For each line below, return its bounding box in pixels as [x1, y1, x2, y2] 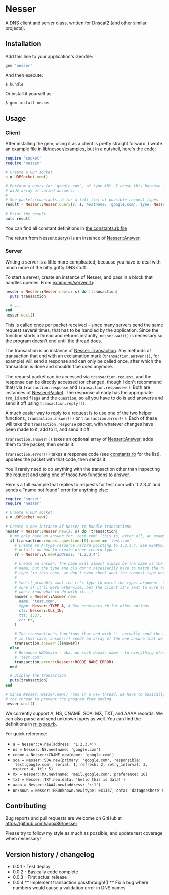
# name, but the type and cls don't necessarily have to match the [14, 566, 158, 571]
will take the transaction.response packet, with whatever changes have [5, 420, 154, 427]
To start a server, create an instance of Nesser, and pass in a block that [5, 274, 153, 280]
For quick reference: [5, 730, 47, 737]
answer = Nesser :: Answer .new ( [14, 594, 78, 599]
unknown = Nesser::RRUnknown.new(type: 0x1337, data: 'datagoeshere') [12, 788, 164, 793]
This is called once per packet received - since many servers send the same [5, 322, 163, 328]
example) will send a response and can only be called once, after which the [5, 358, 162, 364]
